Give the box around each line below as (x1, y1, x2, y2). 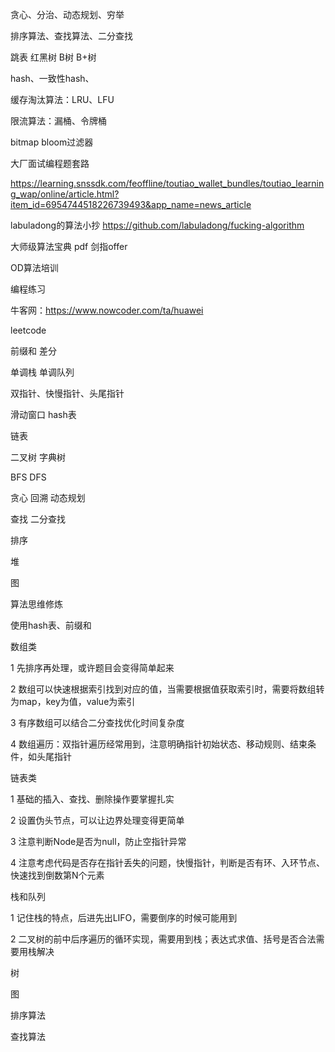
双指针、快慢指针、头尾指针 (10, 388, 125, 399)
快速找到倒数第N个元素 (10, 869, 105, 881)
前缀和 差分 (10, 345, 57, 357)
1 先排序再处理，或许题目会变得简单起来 (10, 662, 175, 673)
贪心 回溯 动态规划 (10, 492, 86, 503)
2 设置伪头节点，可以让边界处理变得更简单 (10, 814, 185, 826)
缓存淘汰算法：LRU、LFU (10, 94, 115, 105)
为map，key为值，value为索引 (10, 696, 136, 707)
